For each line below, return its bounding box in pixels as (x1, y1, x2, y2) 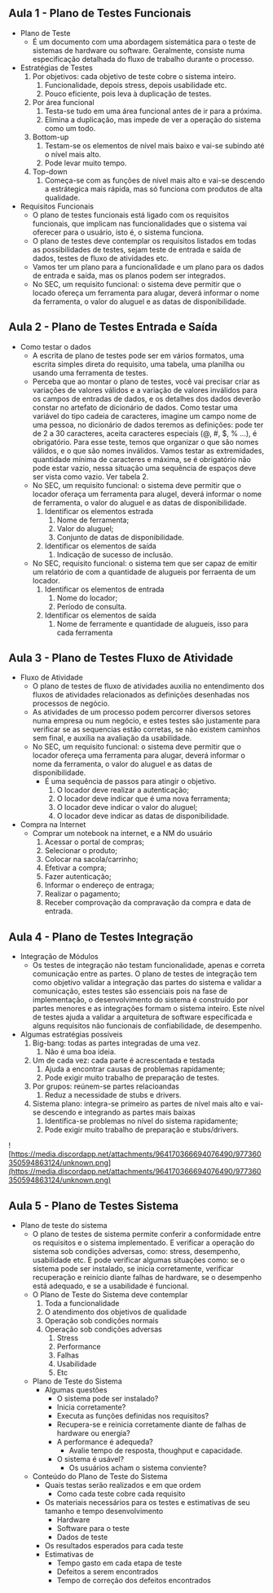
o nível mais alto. (44, 149, 102, 159)
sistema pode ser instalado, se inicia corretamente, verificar (32, 1264, 234, 1274)
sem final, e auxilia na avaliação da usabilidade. (32, 733, 192, 743)
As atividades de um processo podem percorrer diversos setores (32, 707, 251, 717)
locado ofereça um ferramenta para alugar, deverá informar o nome (32, 288, 260, 297)
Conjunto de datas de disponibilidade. (56, 532, 185, 542)
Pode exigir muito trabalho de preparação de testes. (44, 1073, 220, 1083)
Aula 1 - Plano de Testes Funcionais (8, 7, 192, 20)
